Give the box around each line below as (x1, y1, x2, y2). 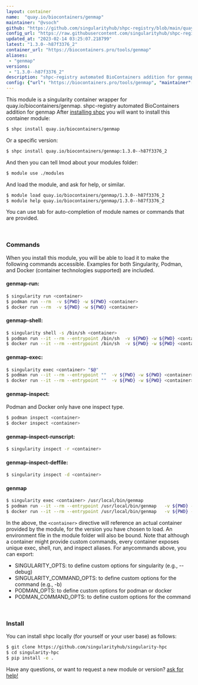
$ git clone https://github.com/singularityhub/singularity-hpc (6, 644, 167, 650)
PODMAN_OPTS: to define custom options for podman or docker (14, 587, 172, 594)
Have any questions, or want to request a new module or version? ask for (6, 666, 184, 673)
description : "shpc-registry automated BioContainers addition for (6, 74, 176, 80)
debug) (14, 568, 33, 575)
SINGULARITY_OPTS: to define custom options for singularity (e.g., (14, 562, 178, 569)
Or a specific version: (6, 137, 58, 144)
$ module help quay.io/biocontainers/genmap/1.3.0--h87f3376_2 (6, 198, 165, 204)
